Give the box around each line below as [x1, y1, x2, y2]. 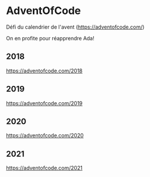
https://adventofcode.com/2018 [6, 67, 83, 74]
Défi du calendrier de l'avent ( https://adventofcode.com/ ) [6, 23, 145, 30]
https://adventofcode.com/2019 [6, 99, 83, 106]
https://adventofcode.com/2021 [6, 165, 83, 172]
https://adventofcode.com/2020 [6, 132, 84, 139]
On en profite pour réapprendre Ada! [6, 34, 95, 41]
